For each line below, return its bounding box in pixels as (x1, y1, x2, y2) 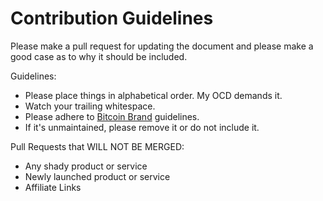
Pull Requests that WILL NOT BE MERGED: (10, 140, 185, 152)
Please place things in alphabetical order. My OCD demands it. (24, 89, 283, 101)
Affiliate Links (24, 181, 82, 193)
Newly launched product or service (24, 170, 171, 182)
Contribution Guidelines (10, 7, 214, 30)
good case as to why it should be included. (10, 50, 188, 62)
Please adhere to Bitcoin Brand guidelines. (24, 110, 200, 122)
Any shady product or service (24, 160, 148, 172)
